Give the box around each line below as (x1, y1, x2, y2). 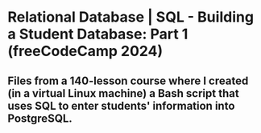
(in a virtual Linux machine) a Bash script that (7, 87, 239, 100)
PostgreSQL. (7, 111, 73, 125)
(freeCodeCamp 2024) (7, 42, 163, 60)
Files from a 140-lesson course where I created (7, 74, 249, 87)
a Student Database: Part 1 (7, 25, 188, 43)
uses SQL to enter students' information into (7, 99, 235, 112)
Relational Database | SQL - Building (7, 8, 255, 26)
